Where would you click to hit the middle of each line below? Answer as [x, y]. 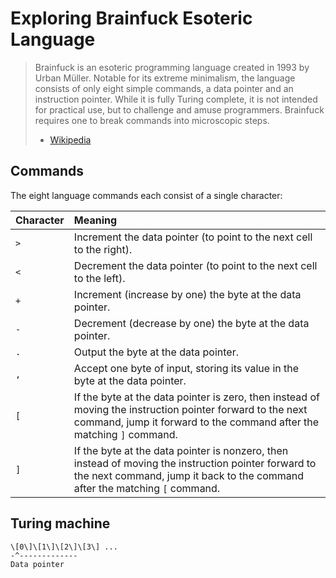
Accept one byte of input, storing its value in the [186, 368]
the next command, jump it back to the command [189, 475]
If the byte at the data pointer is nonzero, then [181, 450]
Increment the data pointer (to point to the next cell [193, 237]
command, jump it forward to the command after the [196, 422]
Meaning [95, 220]
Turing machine [60, 523]
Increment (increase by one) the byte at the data [187, 294]
